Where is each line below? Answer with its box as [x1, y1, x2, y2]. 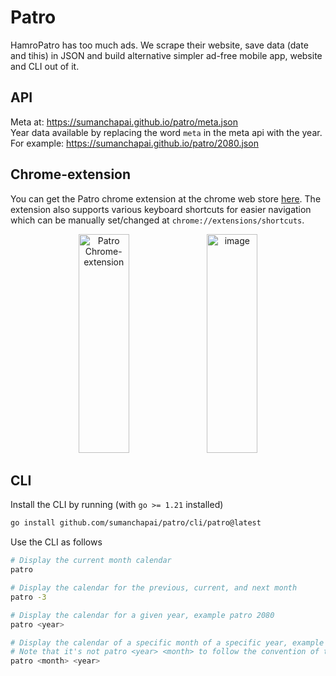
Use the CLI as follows [10, 536, 103, 548]
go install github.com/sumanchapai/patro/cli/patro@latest [10, 518, 262, 528]
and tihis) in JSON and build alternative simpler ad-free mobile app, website [10, 49, 323, 61]
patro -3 [10, 592, 47, 602]
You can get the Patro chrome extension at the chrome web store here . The [10, 192, 322, 205]
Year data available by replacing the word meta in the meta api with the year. [10, 126, 323, 138]
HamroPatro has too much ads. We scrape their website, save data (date [10, 39, 309, 51]
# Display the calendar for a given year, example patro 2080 [10, 610, 275, 620]
